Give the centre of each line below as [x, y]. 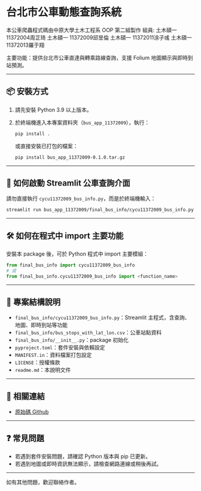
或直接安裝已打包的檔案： [46, 146]
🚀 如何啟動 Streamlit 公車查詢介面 [68, 183]
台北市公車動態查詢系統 [64, 12]
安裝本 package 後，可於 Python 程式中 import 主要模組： [77, 254]
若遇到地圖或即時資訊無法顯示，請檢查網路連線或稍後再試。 [88, 464]
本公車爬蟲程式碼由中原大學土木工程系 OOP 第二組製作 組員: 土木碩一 [92, 30]
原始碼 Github [32, 412]
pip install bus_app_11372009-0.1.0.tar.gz [70, 157]
